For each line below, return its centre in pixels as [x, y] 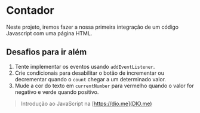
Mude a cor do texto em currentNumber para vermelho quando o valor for [104, 85]
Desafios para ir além [47, 52]
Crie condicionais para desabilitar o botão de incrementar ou [90, 73]
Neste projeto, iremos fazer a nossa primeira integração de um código [93, 27]
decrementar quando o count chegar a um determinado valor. [90, 79]
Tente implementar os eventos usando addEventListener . [85, 66]
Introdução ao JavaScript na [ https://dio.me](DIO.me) [86, 103]
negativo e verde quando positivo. [57, 92]
